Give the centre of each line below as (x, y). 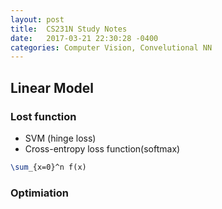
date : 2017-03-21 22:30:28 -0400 (84, 38)
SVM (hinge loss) (60, 138)
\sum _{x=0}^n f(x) (48, 167)
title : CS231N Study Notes (69, 29)
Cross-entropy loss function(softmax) (102, 148)
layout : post (37, 19)
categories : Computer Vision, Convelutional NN (111, 47)
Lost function (43, 116)
